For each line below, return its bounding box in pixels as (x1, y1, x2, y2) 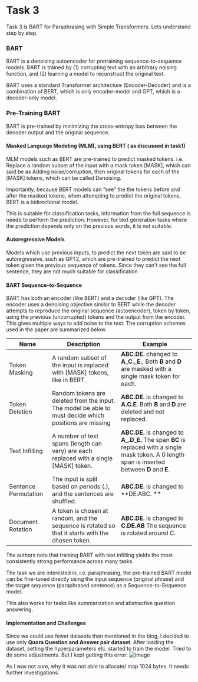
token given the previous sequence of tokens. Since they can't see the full (6, 261, 186, 269)
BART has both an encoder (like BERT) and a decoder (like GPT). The (6, 295, 174, 302)
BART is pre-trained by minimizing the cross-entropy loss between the (6, 122, 177, 130)
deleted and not (120, 408, 165, 416)
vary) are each (52, 447, 93, 455)
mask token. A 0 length (120, 451, 184, 459)
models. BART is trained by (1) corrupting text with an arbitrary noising (6, 64, 177, 71)
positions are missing (52, 419, 111, 427)
